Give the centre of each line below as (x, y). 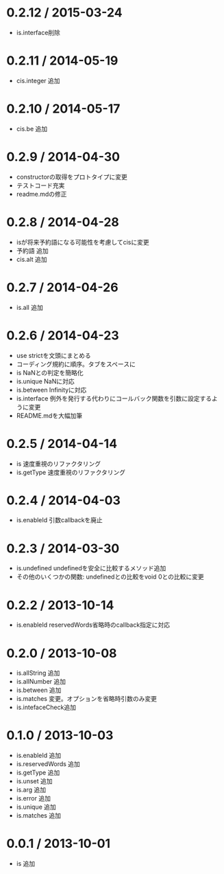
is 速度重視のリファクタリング (58, 463)
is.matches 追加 (38, 816)
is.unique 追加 (36, 807)
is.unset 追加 (34, 781)
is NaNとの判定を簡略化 (50, 372)
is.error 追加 (33, 798)
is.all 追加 (30, 307)
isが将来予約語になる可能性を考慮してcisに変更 (83, 242)
